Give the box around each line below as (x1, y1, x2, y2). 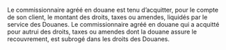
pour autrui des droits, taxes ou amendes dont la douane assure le (7, 27, 197, 36)
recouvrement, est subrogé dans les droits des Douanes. (7, 35, 170, 43)
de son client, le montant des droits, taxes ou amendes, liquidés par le (7, 13, 208, 21)
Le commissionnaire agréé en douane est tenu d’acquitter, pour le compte (7, 6, 219, 14)
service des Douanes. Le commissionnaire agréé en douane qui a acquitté (7, 21, 220, 28)
